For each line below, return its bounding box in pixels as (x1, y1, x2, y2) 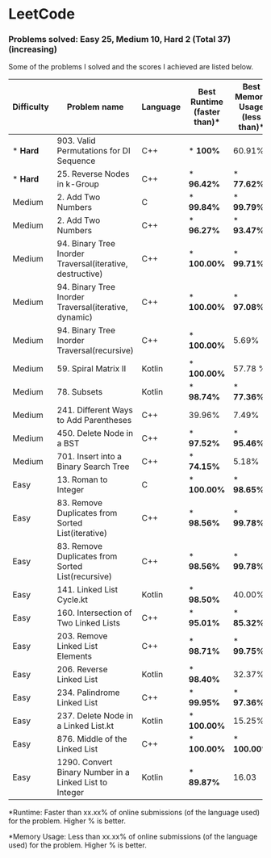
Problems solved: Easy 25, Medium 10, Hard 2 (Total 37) (8, 34, 231, 45)
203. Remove (56, 630, 108, 642)
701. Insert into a (56, 451, 123, 462)
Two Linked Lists (56, 617, 121, 629)
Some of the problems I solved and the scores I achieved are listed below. (8, 62, 254, 72)
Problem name (66, 102, 124, 113)
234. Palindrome (56, 687, 120, 698)
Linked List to (56, 776, 108, 788)
